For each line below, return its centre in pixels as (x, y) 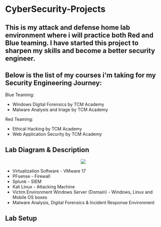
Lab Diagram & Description (47, 150)
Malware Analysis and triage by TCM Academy (60, 110)
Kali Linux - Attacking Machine (44, 187)
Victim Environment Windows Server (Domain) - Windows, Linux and (82, 192)
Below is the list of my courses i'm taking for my (80, 75)
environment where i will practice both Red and (79, 35)
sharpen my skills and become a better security (80, 51)
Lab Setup (21, 218)
